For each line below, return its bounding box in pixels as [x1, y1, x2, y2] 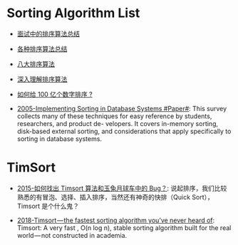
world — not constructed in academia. [16, 231, 128, 239]
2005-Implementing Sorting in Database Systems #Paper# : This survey [16, 104, 227, 113]
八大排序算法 [16, 59, 55, 68]
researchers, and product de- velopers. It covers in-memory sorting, [16, 119, 219, 127]
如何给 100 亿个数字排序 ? [16, 90, 93, 98]
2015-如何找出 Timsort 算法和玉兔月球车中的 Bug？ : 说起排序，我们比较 [16, 184, 227, 192]
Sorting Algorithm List [6, 5, 140, 21]
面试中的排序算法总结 [16, 29, 80, 38]
